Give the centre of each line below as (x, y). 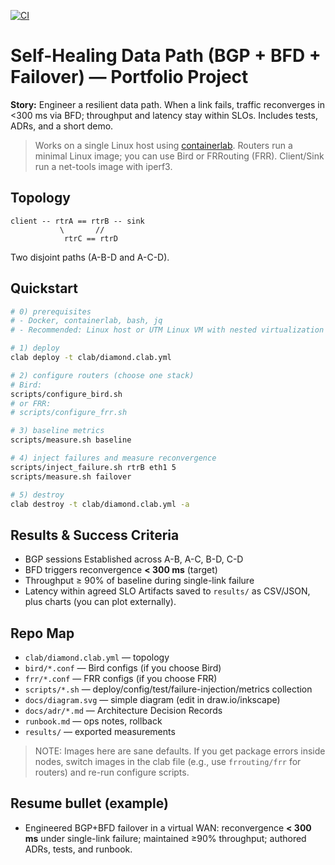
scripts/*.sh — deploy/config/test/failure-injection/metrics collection (168, 689)
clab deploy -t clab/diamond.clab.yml (91, 358)
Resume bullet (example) (89, 803)
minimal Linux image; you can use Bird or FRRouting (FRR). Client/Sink (179, 156)
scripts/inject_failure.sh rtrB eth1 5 (93, 467)
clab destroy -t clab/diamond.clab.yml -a (100, 504)
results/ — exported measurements (100, 732)
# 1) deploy (35, 348)
